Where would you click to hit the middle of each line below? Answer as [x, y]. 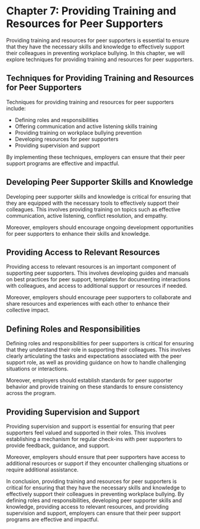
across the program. [31, 393]
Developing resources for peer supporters [67, 139]
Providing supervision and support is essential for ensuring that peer [90, 426]
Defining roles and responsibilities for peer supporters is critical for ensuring [100, 343]
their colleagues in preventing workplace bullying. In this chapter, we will [96, 53]
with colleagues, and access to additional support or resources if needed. [97, 286]
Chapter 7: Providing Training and [91, 11]
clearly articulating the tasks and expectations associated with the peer [94, 356]
